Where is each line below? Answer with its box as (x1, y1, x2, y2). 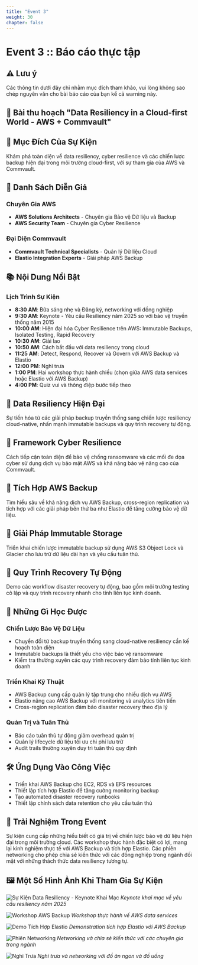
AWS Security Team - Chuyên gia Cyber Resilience (14, 220, 141, 227)
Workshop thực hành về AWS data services (71, 912, 178, 919)
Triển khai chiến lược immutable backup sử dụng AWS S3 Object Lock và (6, 544, 184, 551)
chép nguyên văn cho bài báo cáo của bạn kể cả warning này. (6, 90, 158, 98)
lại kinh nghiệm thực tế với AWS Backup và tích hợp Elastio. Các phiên (6, 845, 177, 852)
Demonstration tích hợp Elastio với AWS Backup (69, 923, 186, 931)
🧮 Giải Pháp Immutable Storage (6, 528, 123, 538)
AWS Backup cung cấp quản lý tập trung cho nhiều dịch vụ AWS (14, 691, 172, 698)
